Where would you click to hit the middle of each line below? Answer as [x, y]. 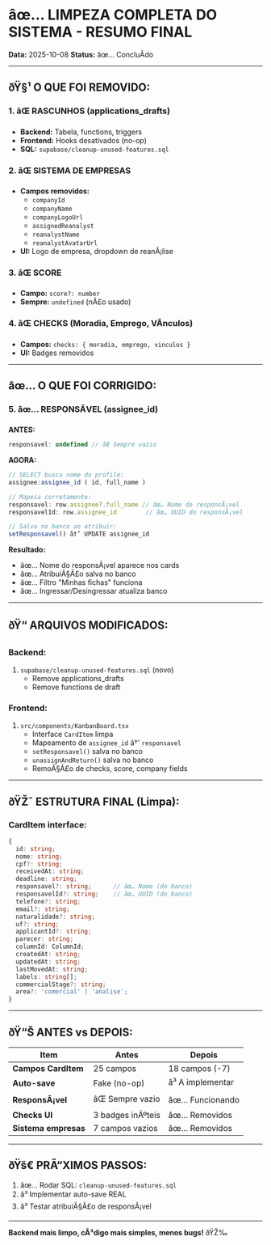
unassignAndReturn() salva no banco [93, 760]
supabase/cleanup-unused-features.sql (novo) [97, 670]
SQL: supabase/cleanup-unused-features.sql [94, 149]
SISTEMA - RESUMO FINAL [100, 32]
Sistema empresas [49, 1128]
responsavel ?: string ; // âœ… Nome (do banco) [104, 887]
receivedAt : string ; [50, 871]
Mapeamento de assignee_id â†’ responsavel [106, 743]
